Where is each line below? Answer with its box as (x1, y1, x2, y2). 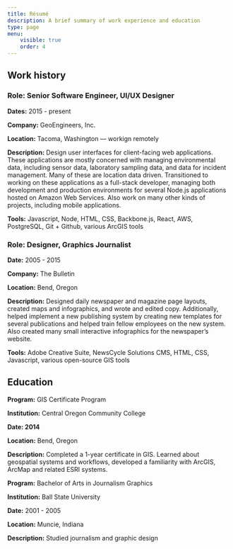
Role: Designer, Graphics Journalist (7, 239, 132, 249)
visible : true (20, 37, 61, 44)
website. (7, 334, 32, 343)
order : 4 (20, 43, 46, 50)
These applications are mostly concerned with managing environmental (7, 155, 216, 164)
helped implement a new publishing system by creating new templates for (7, 312, 222, 320)
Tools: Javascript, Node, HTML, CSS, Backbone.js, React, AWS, (7, 214, 193, 223)
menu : (7, 30, 23, 38)
